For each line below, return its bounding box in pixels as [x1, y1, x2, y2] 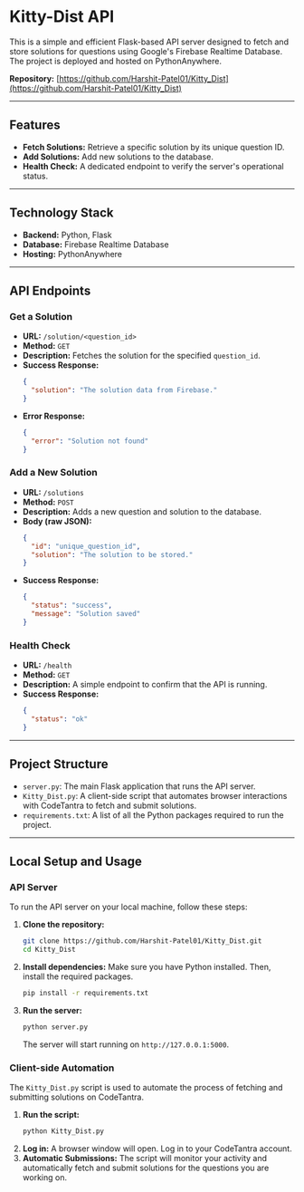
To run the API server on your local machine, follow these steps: [9, 901, 248, 912]
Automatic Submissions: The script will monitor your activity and [22, 1152, 267, 1163]
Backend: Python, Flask [22, 229, 112, 240]
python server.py [22, 1022, 89, 1032]
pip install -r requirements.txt [22, 988, 149, 997]
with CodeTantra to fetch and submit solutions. [22, 800, 197, 811]
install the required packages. [22, 971, 134, 982]
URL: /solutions [22, 486, 84, 497]
